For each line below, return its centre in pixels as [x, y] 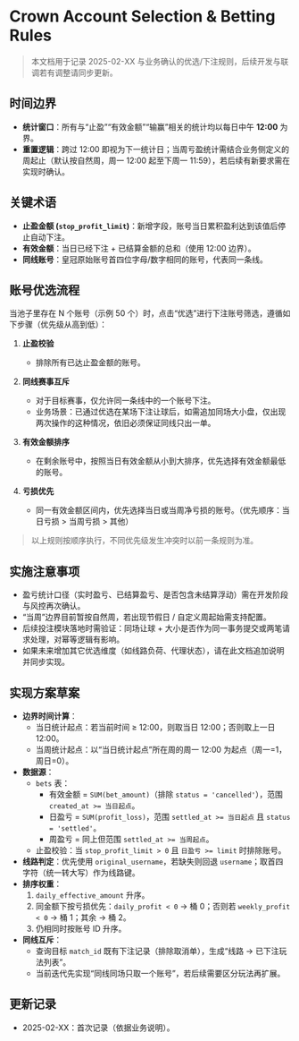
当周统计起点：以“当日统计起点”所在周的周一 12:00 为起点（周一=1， [161, 750]
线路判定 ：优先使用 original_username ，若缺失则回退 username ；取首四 [153, 862]
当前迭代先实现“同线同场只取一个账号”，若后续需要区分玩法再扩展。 [160, 973]
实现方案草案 [45, 692]
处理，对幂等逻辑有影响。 [77, 640]
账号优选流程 [45, 290]
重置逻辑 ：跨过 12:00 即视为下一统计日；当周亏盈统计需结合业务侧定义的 [156, 149]
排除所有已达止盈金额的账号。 [90, 363]
